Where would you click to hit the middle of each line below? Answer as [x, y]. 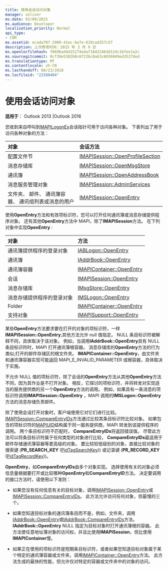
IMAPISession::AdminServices [115, 184]
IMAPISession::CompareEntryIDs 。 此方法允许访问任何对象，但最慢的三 [86, 496]
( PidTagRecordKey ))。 [28, 456]
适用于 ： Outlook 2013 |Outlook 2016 [43, 116]
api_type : [15, 33]
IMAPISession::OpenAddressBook [119, 175]
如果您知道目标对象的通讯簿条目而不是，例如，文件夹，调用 [74, 513]
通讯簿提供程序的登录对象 [38, 250]
